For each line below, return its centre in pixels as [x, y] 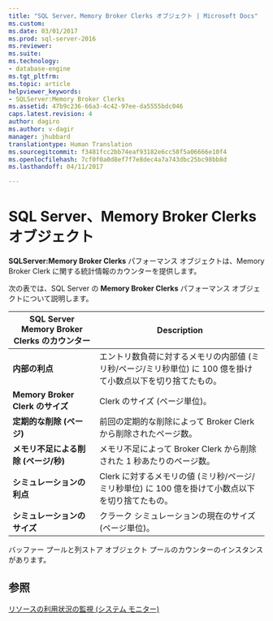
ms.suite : [25, 54]
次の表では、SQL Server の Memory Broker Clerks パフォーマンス [119, 288]
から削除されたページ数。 [148, 433]
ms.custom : [27, 24]
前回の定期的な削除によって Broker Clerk [177, 421]
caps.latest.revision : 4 [50, 114]
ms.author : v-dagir [41, 129]
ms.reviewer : [30, 46]
